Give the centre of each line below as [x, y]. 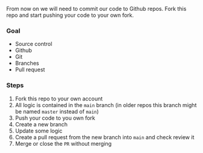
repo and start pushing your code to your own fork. [70, 15]
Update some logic [38, 131]
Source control [34, 44]
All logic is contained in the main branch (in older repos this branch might [106, 105]
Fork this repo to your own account [59, 99]
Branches [27, 63]
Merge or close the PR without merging [63, 143]
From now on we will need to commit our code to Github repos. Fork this [96, 9]
